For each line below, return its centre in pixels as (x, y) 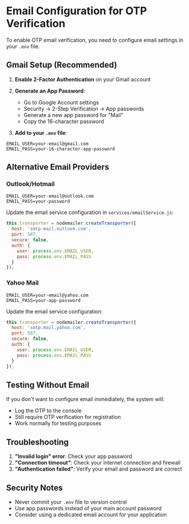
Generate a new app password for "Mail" (73, 115)
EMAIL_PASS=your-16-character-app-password (61, 149)
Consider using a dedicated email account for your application (91, 514)
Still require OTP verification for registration (68, 417)
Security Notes (35, 487)
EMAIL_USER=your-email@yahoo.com (47, 295)
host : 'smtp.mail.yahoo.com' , (49, 328)
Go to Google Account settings (61, 102)
